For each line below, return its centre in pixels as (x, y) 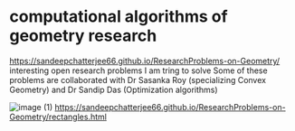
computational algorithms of (119, 17)
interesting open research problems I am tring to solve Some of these (139, 70)
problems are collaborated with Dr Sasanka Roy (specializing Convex (138, 80)
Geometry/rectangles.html (58, 117)
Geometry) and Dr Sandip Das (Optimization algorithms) (114, 89)
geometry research (83, 36)
